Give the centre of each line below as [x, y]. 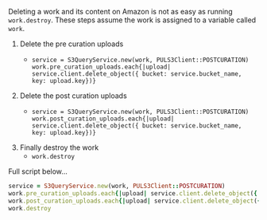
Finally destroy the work [59, 147]
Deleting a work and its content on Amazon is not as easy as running [120, 12]
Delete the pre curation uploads [72, 44]
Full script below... [38, 171]
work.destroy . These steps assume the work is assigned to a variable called [132, 20]
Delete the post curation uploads [73, 96]
